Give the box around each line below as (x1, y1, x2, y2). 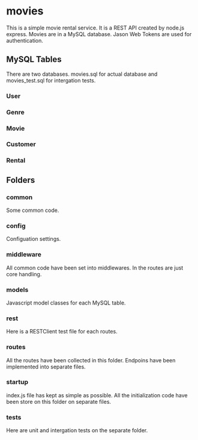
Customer (6, 140, 36, 149)
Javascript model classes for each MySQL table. (6, 299, 126, 306)
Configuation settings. (6, 235, 61, 243)
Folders (6, 175, 35, 185)
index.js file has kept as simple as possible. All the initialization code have (6, 391, 188, 398)
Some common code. (6, 206, 59, 214)
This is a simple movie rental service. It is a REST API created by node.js (6, 24, 185, 31)
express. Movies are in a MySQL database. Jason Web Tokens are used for (6, 30, 192, 37)
